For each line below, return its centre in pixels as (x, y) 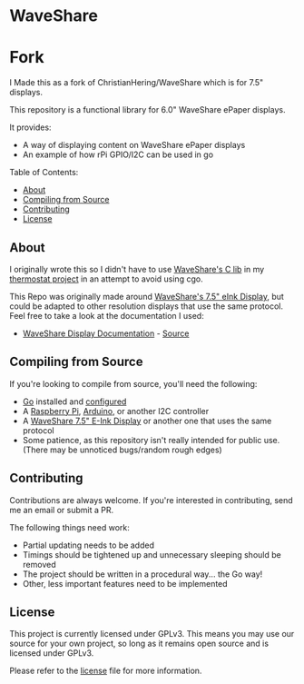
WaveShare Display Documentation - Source (106, 333)
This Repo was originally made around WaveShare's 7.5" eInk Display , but (147, 296)
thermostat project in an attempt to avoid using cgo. (106, 279)
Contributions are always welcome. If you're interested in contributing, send (151, 500)
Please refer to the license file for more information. (106, 671)
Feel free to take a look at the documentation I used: (107, 315)
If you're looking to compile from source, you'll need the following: (133, 383)
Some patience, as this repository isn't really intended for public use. (151, 440)
